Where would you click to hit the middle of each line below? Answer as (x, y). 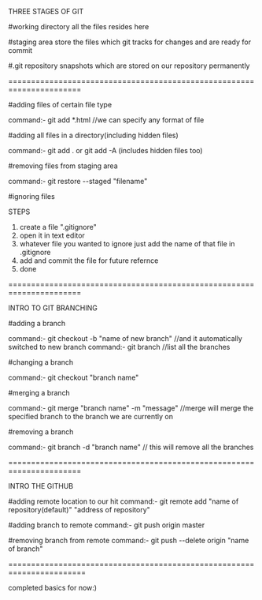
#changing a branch (41, 362)
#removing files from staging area (63, 166)
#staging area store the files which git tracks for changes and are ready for (130, 42)
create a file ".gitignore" (58, 227)
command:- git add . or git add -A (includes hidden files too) (105, 150)
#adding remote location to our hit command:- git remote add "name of (124, 501)
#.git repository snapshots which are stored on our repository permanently (129, 66)
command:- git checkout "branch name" (74, 377)
